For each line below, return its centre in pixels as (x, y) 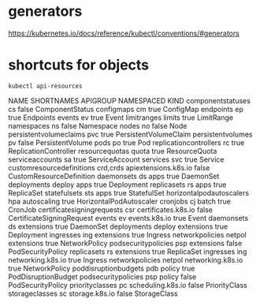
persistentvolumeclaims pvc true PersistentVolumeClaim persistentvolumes (130, 134)
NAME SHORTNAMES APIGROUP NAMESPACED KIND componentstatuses (129, 100)
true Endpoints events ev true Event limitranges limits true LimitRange (121, 118)
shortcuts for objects (79, 65)
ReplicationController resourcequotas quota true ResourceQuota (113, 151)
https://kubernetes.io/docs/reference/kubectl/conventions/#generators (124, 33)
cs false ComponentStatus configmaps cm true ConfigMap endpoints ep (126, 109)
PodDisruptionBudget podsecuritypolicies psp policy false (102, 276)
